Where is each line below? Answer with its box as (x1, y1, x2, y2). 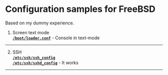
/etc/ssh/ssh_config (12, 55, 55, 60)
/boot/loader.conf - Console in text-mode (12, 35, 100, 41)
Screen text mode (12, 29, 49, 35)
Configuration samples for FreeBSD (5, 3, 156, 15)
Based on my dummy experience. (5, 20, 74, 26)
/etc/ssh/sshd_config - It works (12, 60, 78, 66)
